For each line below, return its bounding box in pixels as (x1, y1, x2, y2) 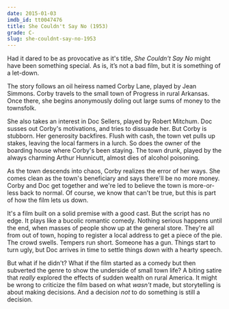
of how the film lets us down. (7, 196, 89, 204)
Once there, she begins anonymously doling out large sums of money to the (7, 97, 221, 105)
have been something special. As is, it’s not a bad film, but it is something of (7, 62, 221, 70)
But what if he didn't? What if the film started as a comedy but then (7, 259, 196, 267)
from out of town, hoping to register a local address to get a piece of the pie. (7, 231, 222, 240)
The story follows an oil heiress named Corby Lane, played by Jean (7, 82, 197, 90)
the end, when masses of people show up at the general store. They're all (7, 224, 215, 232)
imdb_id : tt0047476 (7, 16, 63, 23)
